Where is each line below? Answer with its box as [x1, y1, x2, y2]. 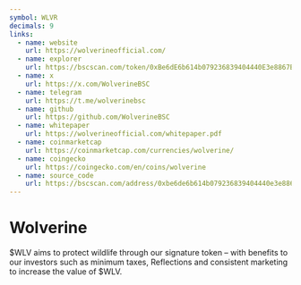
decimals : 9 [9, 21, 54, 30]
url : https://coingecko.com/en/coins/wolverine [25, 163, 206, 172]
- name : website [17, 38, 78, 47]
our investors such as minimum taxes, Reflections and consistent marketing [9, 256, 288, 268]
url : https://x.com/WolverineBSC [25, 80, 150, 88]
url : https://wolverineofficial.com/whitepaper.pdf [25, 130, 222, 138]
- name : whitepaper [17, 122, 90, 130]
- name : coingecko [17, 154, 87, 163]
